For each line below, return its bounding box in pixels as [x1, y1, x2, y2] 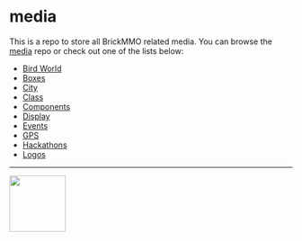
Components [22, 101, 71, 112]
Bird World [22, 63, 62, 74]
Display [22, 111, 51, 121]
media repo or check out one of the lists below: [9, 45, 184, 56]
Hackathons [22, 139, 67, 150]
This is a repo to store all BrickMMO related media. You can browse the [9, 36, 272, 47]
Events [22, 120, 49, 131]
